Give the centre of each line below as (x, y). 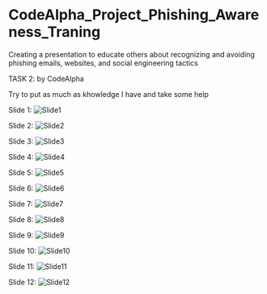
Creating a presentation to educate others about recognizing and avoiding (131, 54)
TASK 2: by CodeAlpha (47, 78)
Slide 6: (21, 188)
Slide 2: (21, 125)
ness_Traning (55, 32)
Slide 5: (21, 172)
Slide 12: (22, 282)
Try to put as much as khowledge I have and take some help (108, 94)
